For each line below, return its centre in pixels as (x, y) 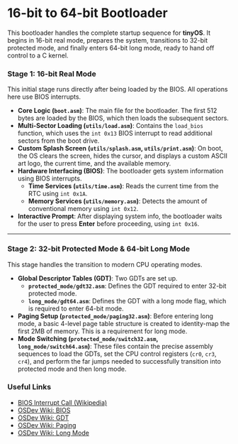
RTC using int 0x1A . (58, 194)
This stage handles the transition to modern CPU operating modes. (105, 264)
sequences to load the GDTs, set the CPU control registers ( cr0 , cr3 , (117, 354)
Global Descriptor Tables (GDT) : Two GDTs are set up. (98, 278)
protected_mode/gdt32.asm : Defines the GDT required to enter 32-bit (127, 286)
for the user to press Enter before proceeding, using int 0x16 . (108, 224)
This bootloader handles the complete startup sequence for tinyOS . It (109, 33)
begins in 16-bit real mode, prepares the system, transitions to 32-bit (108, 40)
